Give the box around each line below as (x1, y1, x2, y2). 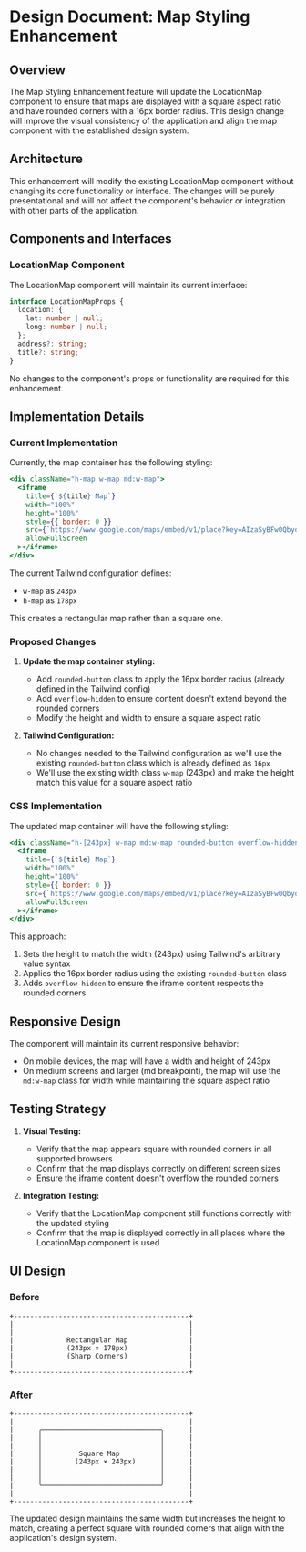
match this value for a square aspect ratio (36, 777, 193, 788)
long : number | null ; (25, 322, 107, 332)
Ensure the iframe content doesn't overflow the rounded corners (36, 1172, 280, 1183)
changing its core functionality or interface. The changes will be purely (9, 185, 275, 196)
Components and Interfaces (9, 231, 172, 247)
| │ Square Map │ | (9, 1449, 194, 1458)
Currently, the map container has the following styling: (9, 457, 213, 468)
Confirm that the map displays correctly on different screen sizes (36, 1162, 280, 1173)
